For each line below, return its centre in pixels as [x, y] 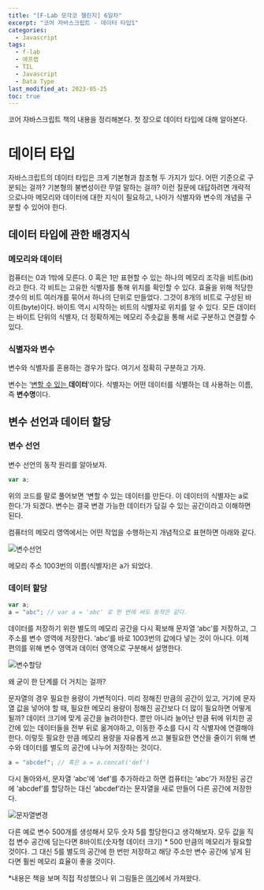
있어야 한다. [49, 207]
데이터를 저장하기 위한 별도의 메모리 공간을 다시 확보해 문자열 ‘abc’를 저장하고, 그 [132, 628]
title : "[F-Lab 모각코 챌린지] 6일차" [65, 15]
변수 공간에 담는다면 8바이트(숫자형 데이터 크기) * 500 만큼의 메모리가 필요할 [134, 841]
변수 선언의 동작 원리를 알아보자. [58, 464]
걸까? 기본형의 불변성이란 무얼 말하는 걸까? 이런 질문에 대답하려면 [129, 188]
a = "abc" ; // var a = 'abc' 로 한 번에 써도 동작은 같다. [98, 612]
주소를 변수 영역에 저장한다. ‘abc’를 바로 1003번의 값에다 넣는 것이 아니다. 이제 [129, 638]
